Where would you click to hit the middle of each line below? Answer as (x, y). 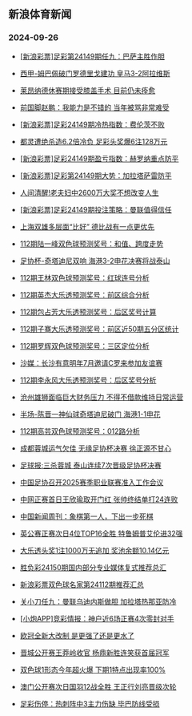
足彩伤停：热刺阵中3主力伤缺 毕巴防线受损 (90, 703)
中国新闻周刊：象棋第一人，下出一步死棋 (86, 516)
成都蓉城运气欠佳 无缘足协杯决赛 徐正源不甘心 (96, 448)
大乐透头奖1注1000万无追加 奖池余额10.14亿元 (94, 550)
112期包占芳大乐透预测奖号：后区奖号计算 (88, 312)
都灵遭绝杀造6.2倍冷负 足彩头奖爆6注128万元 (94, 141)
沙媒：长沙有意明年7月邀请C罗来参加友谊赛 (91, 362)
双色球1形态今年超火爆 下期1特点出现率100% (93, 669)
